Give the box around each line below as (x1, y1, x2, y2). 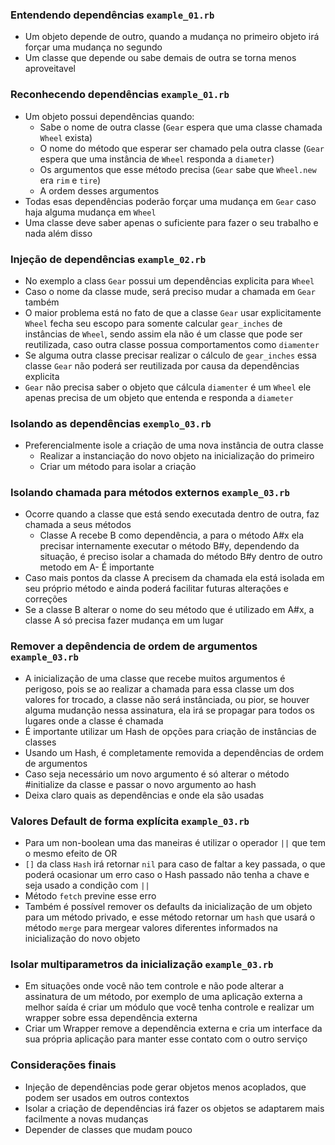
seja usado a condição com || (24, 879, 150, 892)
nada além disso (24, 227, 93, 239)
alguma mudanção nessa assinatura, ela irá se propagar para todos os (24, 704, 315, 716)
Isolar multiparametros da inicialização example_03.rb (10, 958, 274, 971)
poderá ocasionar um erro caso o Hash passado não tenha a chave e (24, 869, 310, 881)
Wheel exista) (39, 131, 93, 143)
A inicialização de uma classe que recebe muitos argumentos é (24, 672, 286, 684)
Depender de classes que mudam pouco (24, 1123, 193, 1135)
